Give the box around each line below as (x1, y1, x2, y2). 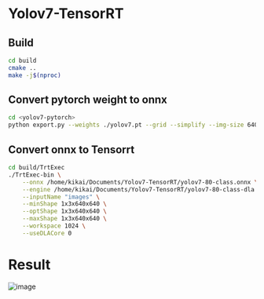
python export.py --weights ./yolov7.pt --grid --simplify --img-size (8, 121, 244, 129)
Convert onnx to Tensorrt (8, 143, 135, 156)
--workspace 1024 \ (22, 222, 86, 230)
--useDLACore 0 (22, 229, 72, 237)
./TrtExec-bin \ (8, 170, 61, 179)
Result (8, 256, 51, 273)
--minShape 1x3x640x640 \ (22, 200, 108, 208)
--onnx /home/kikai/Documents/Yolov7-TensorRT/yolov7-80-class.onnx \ (22, 178, 258, 186)
